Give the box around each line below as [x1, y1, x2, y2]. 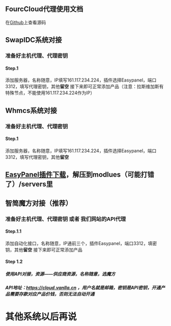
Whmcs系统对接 [5, 106, 58, 115]
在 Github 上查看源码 [5, 19, 46, 25]
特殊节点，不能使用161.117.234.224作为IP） [5, 90, 95, 96]
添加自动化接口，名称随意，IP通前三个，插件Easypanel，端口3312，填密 [5, 240, 157, 246]
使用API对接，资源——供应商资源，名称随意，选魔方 [5, 270, 116, 277]
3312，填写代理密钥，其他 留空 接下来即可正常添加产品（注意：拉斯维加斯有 [5, 84, 164, 90]
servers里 [21, 180, 53, 188]
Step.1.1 [5, 228, 22, 234]
